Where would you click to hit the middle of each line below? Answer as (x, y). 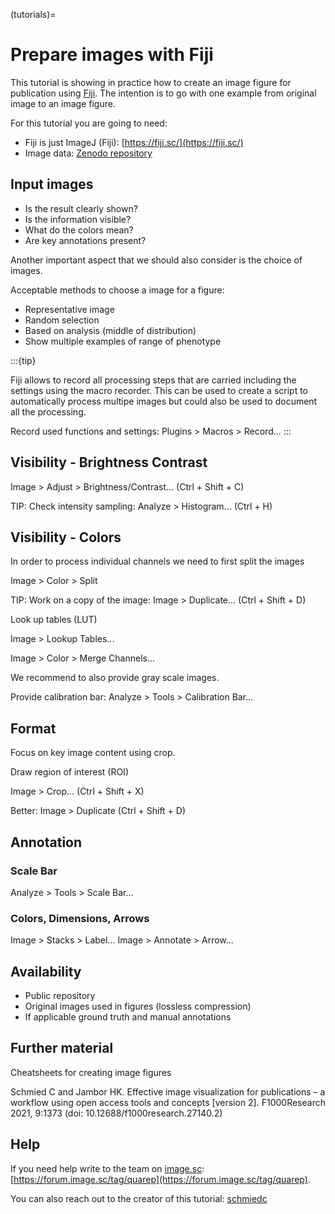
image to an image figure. (63, 103)
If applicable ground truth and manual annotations (128, 1016)
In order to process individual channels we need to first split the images (157, 561)
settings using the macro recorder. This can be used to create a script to (159, 390)
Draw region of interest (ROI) (69, 772)
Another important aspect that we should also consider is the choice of (156, 260)
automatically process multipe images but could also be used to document (164, 401)
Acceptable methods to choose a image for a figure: (117, 290)
